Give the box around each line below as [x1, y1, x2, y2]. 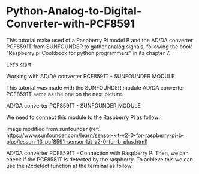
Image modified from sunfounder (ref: [6, 125, 100, 132]
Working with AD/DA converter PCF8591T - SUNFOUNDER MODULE [6, 72, 175, 80]
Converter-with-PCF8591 [6, 17, 135, 30]
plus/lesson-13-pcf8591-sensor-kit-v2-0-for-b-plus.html [6, 138, 146, 145]
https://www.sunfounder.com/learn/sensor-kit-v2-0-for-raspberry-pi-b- [6, 132, 185, 139]
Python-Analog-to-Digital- [6, 4, 142, 18]
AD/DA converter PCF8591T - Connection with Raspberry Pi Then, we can [6, 149, 189, 157]
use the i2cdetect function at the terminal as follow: [6, 162, 134, 169]
